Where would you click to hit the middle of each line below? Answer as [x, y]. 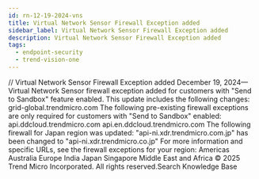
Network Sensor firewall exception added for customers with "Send [141, 90]
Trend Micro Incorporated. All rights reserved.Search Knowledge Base [123, 166]
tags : [17, 45]
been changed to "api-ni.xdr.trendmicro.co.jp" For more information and [126, 141]
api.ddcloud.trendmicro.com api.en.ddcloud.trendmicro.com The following [129, 124]
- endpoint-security [49, 52]
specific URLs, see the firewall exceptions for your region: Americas [119, 149]
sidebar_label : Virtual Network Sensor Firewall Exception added [118, 30]
